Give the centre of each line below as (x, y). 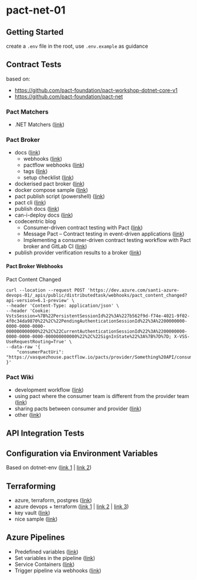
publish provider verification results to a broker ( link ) (78, 253)
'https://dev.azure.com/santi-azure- (133, 290)
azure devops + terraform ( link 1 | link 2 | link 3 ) (72, 506)
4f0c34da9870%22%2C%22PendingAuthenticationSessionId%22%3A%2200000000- (97, 321)
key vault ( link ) (32, 512)
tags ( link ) (35, 171)
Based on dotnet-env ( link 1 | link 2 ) (49, 468)
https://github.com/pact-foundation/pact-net (69, 96)
